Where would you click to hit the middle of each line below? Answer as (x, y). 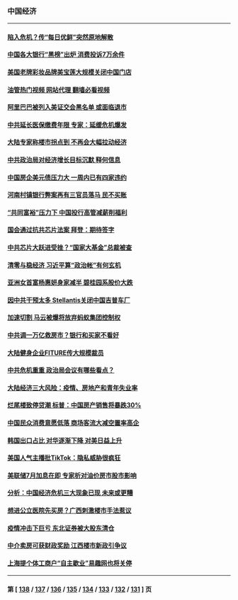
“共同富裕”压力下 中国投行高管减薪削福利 (67, 212)
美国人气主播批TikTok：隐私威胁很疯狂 (64, 458)
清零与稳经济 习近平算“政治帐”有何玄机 (64, 265)
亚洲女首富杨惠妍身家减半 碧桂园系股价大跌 (70, 283)
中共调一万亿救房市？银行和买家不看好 (63, 335)
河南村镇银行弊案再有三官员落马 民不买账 (67, 195)
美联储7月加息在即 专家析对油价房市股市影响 (72, 475)
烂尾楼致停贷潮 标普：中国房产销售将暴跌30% (74, 405)
